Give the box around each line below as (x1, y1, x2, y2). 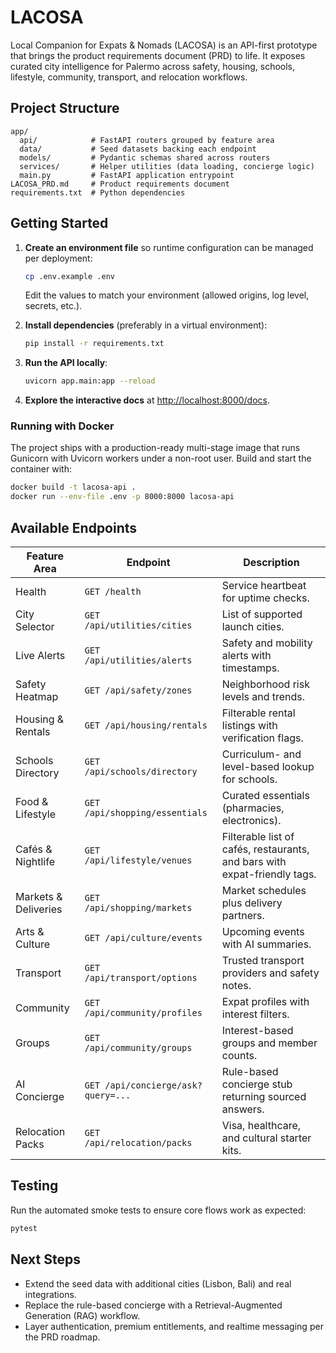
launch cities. (221, 620, 285, 634)
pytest (10, 1223, 38, 1233)
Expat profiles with (221, 995, 310, 1009)
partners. (221, 909, 265, 923)
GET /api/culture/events (84, 932, 203, 944)
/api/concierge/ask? (104, 1080, 203, 1091)
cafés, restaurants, (221, 842, 310, 856)
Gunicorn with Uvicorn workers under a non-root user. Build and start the (10, 452, 312, 465)
